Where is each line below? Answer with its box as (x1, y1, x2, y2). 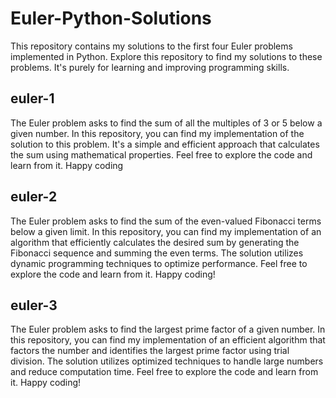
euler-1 (10, 90, 55, 107)
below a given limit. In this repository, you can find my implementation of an (10, 225, 322, 237)
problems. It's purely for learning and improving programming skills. (10, 61, 290, 73)
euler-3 (10, 297, 58, 314)
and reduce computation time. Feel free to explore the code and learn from (10, 366, 319, 378)
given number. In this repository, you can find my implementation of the (10, 127, 305, 139)
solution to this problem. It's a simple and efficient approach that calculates (10, 138, 320, 150)
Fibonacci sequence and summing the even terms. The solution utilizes (10, 247, 304, 259)
